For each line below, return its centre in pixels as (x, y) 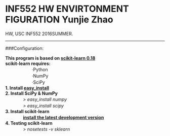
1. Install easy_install (27, 88)
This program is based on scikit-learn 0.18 (50, 58)
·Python (40, 70)
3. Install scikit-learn (27, 111)
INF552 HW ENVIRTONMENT (67, 9)
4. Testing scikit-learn (29, 123)
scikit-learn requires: (28, 63)
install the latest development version (63, 117)
